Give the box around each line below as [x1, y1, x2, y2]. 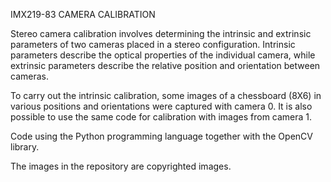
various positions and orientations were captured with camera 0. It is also [10, 100, 313, 112]
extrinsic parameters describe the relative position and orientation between [10, 60, 321, 71]
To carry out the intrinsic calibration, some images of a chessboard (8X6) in [10, 90, 322, 101]
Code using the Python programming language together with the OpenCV [10, 130, 313, 142]
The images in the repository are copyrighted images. [10, 160, 232, 172]
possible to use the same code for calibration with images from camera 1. [10, 111, 313, 123]
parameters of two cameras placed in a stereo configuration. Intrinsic [10, 39, 296, 50]
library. [10, 141, 40, 153]
